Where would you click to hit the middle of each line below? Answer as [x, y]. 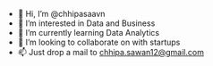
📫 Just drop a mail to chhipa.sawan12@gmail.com [111, 52]
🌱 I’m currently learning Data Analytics [88, 33]
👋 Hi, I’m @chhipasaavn [61, 14]
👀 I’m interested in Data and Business [86, 23]
